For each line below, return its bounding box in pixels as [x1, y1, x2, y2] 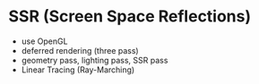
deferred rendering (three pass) [21, 45, 140, 55]
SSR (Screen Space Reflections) [8, 6, 252, 27]
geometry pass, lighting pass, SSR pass [21, 55, 168, 65]
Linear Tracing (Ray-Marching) [21, 64, 135, 75]
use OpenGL [21, 36, 68, 46]
